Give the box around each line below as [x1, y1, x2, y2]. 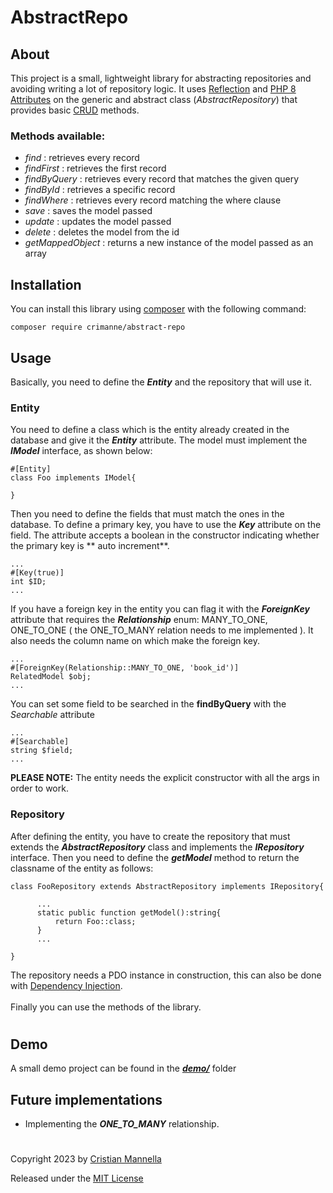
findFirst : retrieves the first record [24, 162, 167, 175]
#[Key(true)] [10, 568, 65, 578]
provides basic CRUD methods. [10, 104, 140, 116]
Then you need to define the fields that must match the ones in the [10, 508, 285, 520]
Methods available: [10, 129, 106, 143]
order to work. [10, 782, 69, 795]
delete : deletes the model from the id [24, 226, 180, 238]
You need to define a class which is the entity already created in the [10, 424, 290, 436]
